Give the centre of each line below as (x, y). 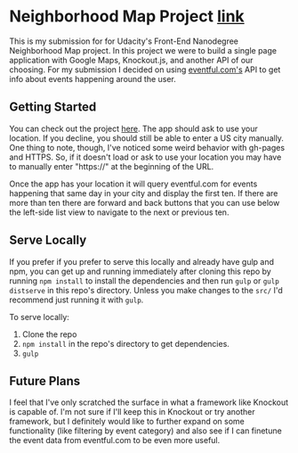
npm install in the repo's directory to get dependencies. (125, 343)
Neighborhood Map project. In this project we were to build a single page (143, 50)
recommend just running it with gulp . (77, 300)
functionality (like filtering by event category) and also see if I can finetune (145, 431)
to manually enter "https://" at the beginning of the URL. (112, 166)
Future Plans (45, 381)
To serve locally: (39, 317)
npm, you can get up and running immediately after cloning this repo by (140, 271)
